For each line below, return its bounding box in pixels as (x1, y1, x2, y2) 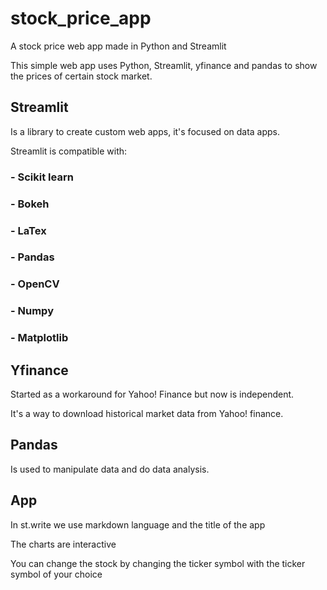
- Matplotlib (10, 331, 69, 345)
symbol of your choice (10, 568, 103, 580)
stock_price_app (10, 7, 152, 30)
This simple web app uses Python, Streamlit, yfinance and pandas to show (10, 59, 318, 71)
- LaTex (10, 223, 47, 237)
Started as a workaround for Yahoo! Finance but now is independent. (10, 388, 295, 401)
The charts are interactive (10, 538, 117, 550)
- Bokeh (10, 197, 50, 211)
